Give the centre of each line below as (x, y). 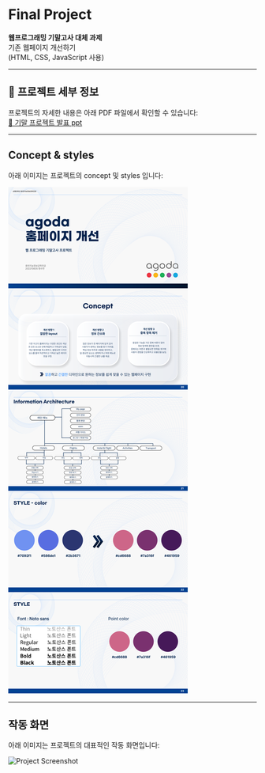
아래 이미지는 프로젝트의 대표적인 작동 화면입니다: (84, 745)
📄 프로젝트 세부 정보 (54, 92)
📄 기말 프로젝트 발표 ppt (45, 122)
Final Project (50, 15)
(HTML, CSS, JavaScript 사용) (56, 57)
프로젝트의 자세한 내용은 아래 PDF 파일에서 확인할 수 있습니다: (103, 112)
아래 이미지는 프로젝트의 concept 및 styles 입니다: (86, 175)
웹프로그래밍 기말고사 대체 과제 (55, 37)
